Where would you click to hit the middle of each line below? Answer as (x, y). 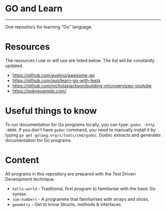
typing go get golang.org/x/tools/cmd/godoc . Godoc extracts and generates (83, 135)
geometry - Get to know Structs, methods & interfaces (66, 204)
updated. (14, 66)
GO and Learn (34, 9)
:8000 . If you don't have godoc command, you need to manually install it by (81, 130)
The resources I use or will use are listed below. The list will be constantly (80, 60)
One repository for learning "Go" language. (49, 27)
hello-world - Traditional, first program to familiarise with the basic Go (84, 188)
